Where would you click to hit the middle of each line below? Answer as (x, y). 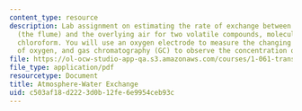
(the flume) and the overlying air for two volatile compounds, (140, 34)
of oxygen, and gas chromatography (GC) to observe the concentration (152, 51)
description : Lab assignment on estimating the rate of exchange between (151, 26)
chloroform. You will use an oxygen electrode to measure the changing (155, 43)
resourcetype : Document (54, 76)
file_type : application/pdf (62, 68)
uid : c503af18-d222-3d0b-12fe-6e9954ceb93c (92, 92)
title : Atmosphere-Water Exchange (74, 84)
